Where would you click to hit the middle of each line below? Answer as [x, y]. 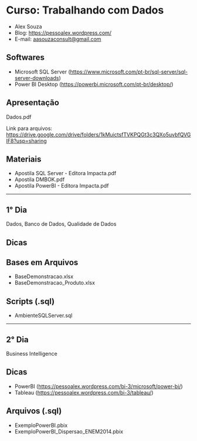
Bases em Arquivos [42, 262]
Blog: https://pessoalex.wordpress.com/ [63, 32]
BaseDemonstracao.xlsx [44, 276]
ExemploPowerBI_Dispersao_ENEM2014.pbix [69, 431]
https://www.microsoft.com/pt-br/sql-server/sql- [129, 72]
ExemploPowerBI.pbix [41, 425]
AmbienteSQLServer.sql [43, 316]
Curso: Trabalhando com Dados [85, 10]
